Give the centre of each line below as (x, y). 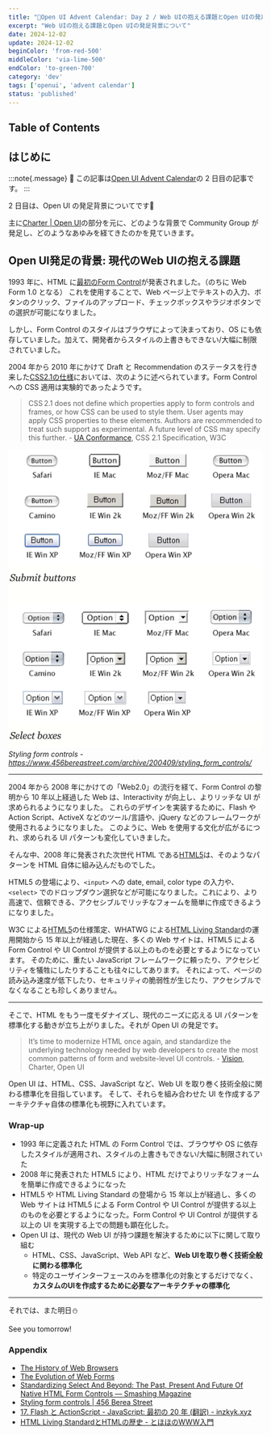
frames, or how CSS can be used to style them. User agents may (135, 412)
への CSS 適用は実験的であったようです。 (77, 387)
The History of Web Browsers (69, 1368)
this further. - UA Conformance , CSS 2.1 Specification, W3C (127, 438)
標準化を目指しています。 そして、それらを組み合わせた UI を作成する (138, 1094)
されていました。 (37, 349)
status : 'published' (43, 94)
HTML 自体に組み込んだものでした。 (99, 865)
